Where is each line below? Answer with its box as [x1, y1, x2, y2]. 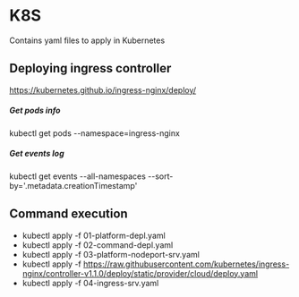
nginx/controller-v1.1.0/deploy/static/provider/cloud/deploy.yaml [21, 267, 258, 278]
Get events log [9, 148, 64, 159]
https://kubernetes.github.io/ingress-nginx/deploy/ [9, 84, 197, 95]
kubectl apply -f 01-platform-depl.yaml [21, 230, 166, 241]
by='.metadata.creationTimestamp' [9, 180, 138, 191]
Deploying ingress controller [9, 61, 172, 76]
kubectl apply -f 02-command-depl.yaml [21, 239, 174, 250]
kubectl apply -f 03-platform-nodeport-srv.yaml [21, 249, 200, 259]
